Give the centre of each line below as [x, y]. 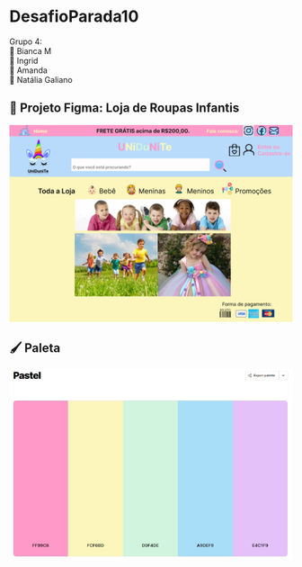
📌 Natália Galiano [41, 79]
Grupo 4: [26, 41]
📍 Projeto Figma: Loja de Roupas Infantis [124, 108]
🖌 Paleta [35, 348]
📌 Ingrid [24, 60]
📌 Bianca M [31, 50]
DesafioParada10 [74, 17]
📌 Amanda [28, 70]
